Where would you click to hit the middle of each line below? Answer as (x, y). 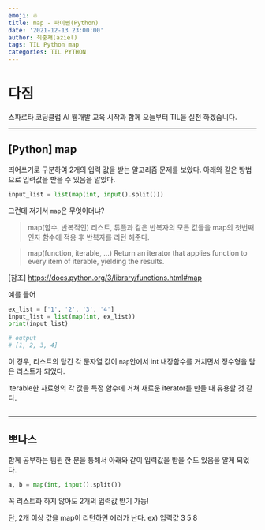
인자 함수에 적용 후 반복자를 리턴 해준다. (88, 237)
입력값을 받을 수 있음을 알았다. (69, 179)
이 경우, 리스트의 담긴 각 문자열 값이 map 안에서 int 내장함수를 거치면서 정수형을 (128, 361)
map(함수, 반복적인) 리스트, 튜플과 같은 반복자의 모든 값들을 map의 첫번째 (141, 227)
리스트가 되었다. (41, 371)
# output (22, 338)
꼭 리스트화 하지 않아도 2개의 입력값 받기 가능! (78, 501)
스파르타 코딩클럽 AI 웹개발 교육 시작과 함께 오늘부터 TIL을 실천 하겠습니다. (123, 117)
